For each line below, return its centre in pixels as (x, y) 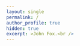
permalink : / (23, 17)
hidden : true (23, 28)
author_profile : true (33, 23)
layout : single (25, 12)
